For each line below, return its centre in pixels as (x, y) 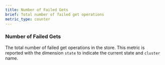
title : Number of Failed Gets (37, 10)
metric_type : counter (28, 19)
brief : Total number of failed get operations (55, 14)
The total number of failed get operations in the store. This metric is (75, 47)
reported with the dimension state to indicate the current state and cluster (83, 52)
